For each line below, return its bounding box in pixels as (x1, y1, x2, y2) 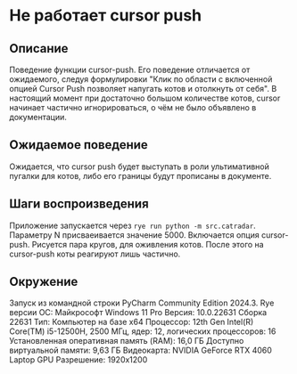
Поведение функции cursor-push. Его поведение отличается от (9, 64, 251, 75)
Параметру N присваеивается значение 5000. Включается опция (9, 229, 260, 240)
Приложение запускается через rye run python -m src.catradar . (9, 220, 256, 231)
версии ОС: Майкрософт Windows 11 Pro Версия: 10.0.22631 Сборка (9, 307, 268, 318)
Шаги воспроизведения (9, 197, 149, 212)
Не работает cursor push (9, 5, 202, 26)
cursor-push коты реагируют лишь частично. (9, 248, 181, 259)
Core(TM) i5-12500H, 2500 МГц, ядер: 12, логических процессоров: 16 (9, 326, 276, 337)
